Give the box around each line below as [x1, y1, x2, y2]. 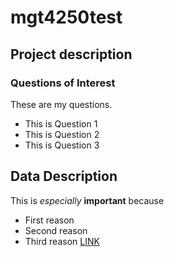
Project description [10, 46, 133, 63]
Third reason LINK [24, 235, 100, 247]
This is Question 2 [24, 128, 100, 140]
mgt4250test [10, 6, 123, 29]
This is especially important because [10, 194, 165, 206]
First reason [24, 214, 75, 226]
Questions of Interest [10, 76, 116, 90]
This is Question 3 [24, 139, 100, 151]
